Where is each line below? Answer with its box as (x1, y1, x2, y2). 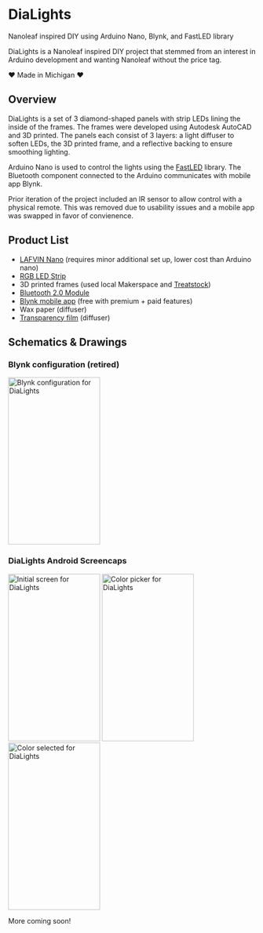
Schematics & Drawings (8, 335, 127, 348)
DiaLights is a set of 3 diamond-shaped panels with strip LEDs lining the (8, 114, 241, 123)
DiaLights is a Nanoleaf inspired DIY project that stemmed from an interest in (8, 46, 257, 56)
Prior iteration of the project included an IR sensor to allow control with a (8, 194, 243, 203)
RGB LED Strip (19, 271, 67, 280)
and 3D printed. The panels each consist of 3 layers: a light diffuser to (8, 130, 235, 140)
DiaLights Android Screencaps (8, 556, 127, 567)
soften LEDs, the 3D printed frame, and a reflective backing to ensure (8, 139, 233, 148)
